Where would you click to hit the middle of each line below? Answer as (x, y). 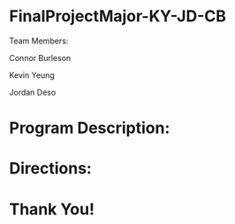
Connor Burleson (40, 58)
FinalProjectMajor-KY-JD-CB (118, 16)
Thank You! (52, 209)
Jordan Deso (33, 92)
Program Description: (90, 128)
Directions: (51, 169)
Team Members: (39, 41)
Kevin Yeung (32, 75)
